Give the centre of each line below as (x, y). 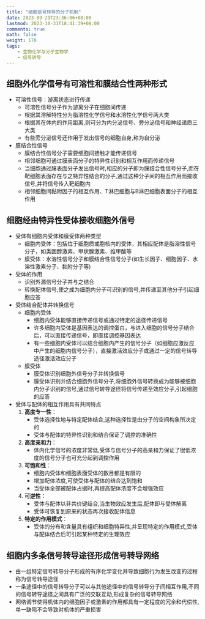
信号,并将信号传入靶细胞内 (57, 183)
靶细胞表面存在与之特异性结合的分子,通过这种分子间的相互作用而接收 (111, 176)
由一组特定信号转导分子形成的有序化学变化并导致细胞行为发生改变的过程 (106, 571)
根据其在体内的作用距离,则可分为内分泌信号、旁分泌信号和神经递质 (108, 122)
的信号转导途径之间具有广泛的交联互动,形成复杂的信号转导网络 (94, 595)
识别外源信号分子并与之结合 (59, 282)
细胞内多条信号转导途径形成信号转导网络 (83, 555)
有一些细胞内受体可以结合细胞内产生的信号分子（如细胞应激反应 (114, 343)
